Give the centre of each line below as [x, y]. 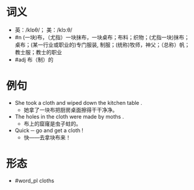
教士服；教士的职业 [38, 52]
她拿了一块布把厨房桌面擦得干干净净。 [71, 110]
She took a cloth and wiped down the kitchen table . [79, 102]
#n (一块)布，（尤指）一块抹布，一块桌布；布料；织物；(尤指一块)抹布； [102, 37]
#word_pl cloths [35, 180]
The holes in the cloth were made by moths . [69, 116]
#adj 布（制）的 [34, 60]
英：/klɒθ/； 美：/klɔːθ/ [43, 30]
